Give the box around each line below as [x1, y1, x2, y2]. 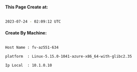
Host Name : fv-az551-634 [5, 45, 59, 50]
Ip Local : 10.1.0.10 [5, 63, 52, 68]
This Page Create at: [5, 4, 48, 10]
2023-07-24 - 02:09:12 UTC [5, 19, 61, 24]
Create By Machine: [5, 30, 47, 36]
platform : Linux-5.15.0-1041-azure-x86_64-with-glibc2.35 [5, 54, 133, 59]
